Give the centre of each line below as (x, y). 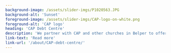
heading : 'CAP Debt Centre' (35, 29)
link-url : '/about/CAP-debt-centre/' (45, 43)
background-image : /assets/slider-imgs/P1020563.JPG (62, 10)
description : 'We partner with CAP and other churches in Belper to (79, 33)
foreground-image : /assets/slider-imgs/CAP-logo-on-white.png (73, 19)
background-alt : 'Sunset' (33, 15)
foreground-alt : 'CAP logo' (35, 24)
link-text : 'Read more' (31, 38)
